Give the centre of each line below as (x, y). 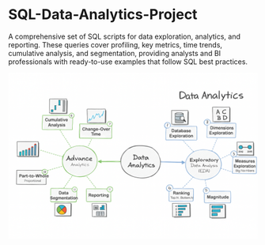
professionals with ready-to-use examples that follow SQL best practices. (128, 62)
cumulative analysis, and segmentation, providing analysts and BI (115, 53)
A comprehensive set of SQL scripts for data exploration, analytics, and (125, 36)
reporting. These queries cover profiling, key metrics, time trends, (115, 44)
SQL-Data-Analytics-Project (103, 15)
